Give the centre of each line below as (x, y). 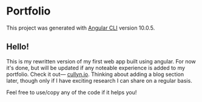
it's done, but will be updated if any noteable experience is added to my (96, 68)
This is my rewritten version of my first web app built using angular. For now (101, 61)
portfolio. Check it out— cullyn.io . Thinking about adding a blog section (95, 74)
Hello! (18, 47)
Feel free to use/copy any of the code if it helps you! (72, 92)
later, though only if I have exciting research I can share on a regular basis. (99, 80)
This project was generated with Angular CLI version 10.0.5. (81, 28)
